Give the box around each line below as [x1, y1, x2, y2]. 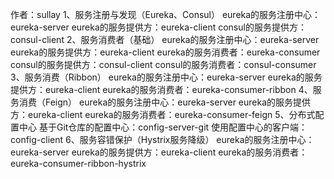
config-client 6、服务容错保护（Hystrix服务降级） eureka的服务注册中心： [10, 134, 315, 145]
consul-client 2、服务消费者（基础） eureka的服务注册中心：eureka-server [10, 34, 320, 45]
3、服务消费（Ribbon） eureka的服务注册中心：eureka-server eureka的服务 [10, 71, 323, 83]
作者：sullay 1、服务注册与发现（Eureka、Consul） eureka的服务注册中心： [10, 9, 322, 20]
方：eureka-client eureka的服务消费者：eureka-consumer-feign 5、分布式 [10, 109, 316, 120]
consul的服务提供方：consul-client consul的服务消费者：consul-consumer [10, 59, 317, 70]
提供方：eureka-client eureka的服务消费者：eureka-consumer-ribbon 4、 [10, 84, 313, 95]
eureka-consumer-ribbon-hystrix [10, 158, 147, 169]
